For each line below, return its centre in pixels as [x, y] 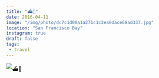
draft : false [22, 39]
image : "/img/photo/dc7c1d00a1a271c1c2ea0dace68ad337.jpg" [80, 22]
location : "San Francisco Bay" [44, 28]
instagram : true [26, 33]
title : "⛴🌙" [22, 11]
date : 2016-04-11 [27, 17]
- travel [19, 50]
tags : [13, 45]
